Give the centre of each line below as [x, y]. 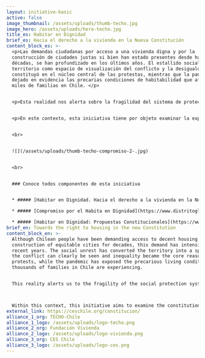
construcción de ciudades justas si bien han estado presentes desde [102, 57]
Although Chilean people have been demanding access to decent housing [105, 239]
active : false [24, 18]
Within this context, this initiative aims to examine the [88, 306]
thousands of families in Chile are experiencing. [77, 268]
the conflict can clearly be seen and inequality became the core [98, 256]
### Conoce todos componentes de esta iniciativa [76, 184]
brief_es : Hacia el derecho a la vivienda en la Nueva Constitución [95, 40]
